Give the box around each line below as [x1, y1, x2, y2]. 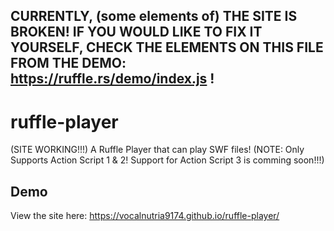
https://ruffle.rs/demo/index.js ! [10, 70, 215, 88]
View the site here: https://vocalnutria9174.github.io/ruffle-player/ [10, 210, 280, 222]
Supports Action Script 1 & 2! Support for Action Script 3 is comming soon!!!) [10, 154, 325, 166]
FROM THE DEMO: [10, 55, 127, 72]
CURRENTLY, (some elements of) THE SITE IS [10, 8, 298, 25]
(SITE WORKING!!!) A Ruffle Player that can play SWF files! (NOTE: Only [10, 144, 305, 156]
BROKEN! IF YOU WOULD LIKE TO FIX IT [10, 24, 263, 41]
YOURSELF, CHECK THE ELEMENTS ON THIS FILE [10, 39, 324, 56]
